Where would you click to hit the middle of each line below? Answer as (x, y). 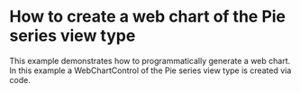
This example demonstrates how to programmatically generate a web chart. (150, 60)
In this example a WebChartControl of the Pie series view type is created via (150, 70)
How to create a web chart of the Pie (148, 17)
